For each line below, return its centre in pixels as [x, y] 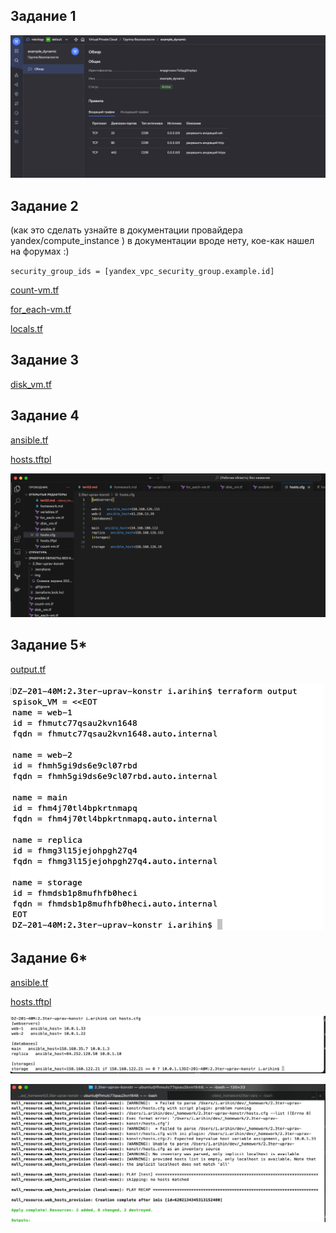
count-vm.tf [35, 290]
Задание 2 [44, 205]
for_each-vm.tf [41, 309]
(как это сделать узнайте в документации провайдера [126, 230]
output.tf [28, 669]
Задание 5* [49, 645]
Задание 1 [43, 16]
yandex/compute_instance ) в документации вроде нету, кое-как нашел [162, 240]
